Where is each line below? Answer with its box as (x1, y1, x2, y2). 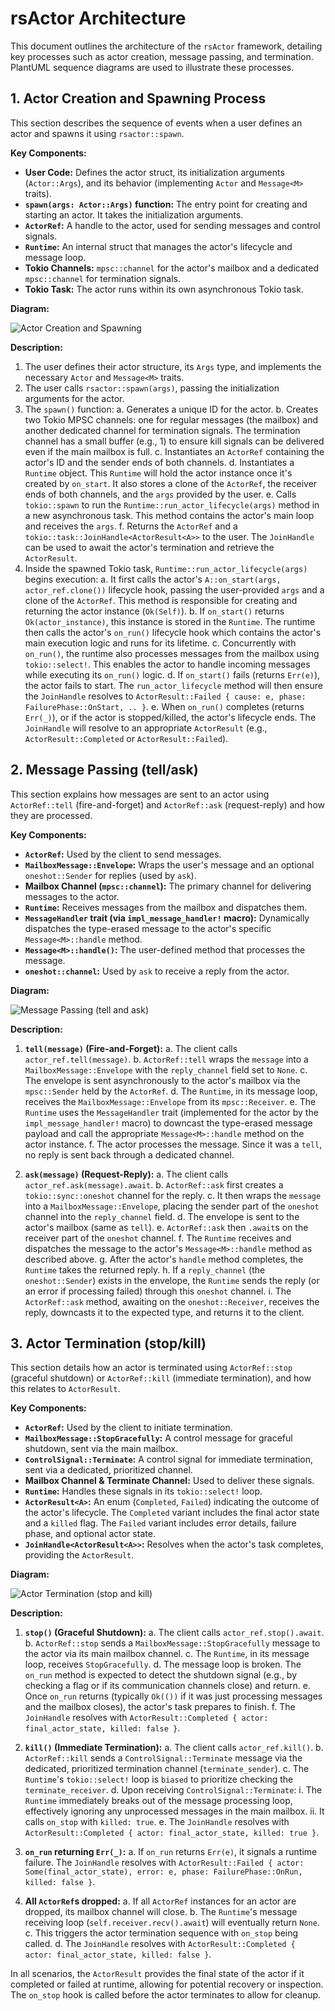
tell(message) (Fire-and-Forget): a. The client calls (24, 1042, 238, 1054)
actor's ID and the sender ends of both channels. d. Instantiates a (24, 456, 295, 468)
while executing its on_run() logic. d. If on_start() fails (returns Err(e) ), (24, 668, 321, 681)
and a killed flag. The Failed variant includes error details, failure (24, 1517, 297, 1529)
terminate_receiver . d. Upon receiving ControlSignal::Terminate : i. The (24, 1784, 323, 1796)
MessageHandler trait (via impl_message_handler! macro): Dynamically (24, 912, 310, 924)
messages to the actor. (24, 890, 120, 902)
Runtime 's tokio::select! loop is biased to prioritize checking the (24, 1773, 294, 1786)
